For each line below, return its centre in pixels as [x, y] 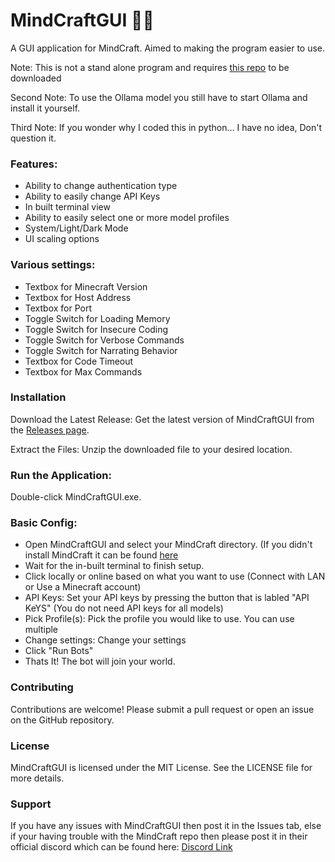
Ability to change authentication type [101, 186]
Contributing [42, 687]
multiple [41, 630]
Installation [38, 397]
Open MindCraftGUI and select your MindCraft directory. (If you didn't [168, 545]
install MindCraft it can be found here [101, 555]
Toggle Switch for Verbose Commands [104, 340]
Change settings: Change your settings [105, 640]
